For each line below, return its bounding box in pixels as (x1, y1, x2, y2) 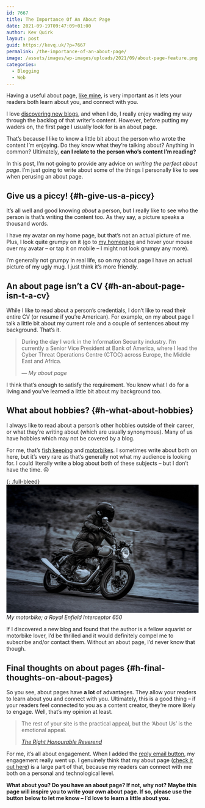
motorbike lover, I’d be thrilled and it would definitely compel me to (6, 632, 174, 639)
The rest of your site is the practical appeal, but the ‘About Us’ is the (21, 720, 193, 727)
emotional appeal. (21, 727, 67, 734)
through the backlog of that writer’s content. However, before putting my (6, 117, 189, 124)
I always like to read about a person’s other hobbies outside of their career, (6, 421, 194, 429)
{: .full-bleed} (6, 478, 40, 485)
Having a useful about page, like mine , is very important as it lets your (6, 92, 182, 99)
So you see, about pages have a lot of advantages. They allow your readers (6, 689, 196, 696)
